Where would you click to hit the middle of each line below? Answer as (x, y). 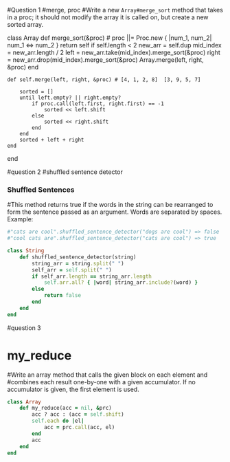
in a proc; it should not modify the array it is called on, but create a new (108, 17)
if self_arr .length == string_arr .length (92, 276)
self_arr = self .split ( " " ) (72, 270)
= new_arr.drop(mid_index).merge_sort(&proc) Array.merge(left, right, (105, 60)
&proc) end (23, 67)
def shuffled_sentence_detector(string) (78, 257)
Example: (20, 219)
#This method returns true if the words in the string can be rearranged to (110, 205)
